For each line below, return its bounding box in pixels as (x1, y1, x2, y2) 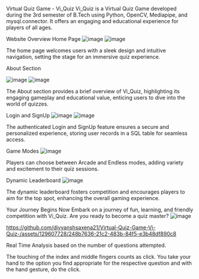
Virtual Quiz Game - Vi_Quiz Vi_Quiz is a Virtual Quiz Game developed (6, 5, 177, 12)
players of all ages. (6, 24, 53, 31)
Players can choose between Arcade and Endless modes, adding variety (6, 159, 184, 166)
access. (6, 136, 26, 143)
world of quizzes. (6, 100, 49, 107)
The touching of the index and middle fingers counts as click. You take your (6, 253, 191, 260)
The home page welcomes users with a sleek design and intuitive (6, 47, 166, 54)
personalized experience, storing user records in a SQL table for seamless (6, 130, 188, 137)
